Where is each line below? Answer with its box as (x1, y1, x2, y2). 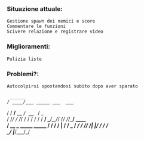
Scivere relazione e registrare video (7, 29, 103, 35)
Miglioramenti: (7, 42, 50, 51)
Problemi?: (7, 70, 39, 78)
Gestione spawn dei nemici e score (7, 18, 96, 24)
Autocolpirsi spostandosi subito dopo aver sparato (7, 83, 138, 89)
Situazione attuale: (7, 5, 63, 13)
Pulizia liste (7, 56, 42, 62)
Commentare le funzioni (7, 23, 66, 30)
